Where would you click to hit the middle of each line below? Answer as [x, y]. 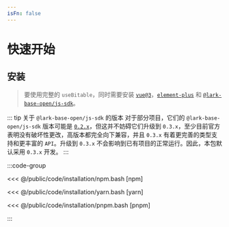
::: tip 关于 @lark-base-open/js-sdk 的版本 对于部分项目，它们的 [96, 118]
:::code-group [27, 165]
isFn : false [24, 13]
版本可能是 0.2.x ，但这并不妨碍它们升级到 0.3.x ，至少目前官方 [131, 126]
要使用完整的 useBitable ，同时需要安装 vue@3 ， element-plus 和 [112, 94]
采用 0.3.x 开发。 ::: [41, 152]
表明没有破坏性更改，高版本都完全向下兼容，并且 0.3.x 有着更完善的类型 [109, 135]
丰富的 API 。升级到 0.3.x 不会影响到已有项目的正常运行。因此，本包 [121, 143]
